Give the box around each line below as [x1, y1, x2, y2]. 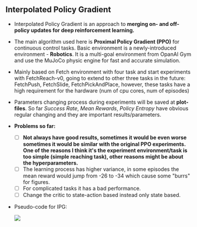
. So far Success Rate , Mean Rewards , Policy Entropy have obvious [25, 104, 189, 111]
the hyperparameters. [22, 159, 78, 166]
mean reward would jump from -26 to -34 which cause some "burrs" [22, 172, 191, 179]
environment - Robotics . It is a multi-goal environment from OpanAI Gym [14, 50, 192, 58]
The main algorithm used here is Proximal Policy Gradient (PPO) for [14, 38, 180, 45]
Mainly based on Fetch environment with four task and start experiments [14, 68, 191, 75]
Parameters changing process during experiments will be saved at [14, 98, 175, 106]
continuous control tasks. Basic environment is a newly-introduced [14, 44, 176, 51]
